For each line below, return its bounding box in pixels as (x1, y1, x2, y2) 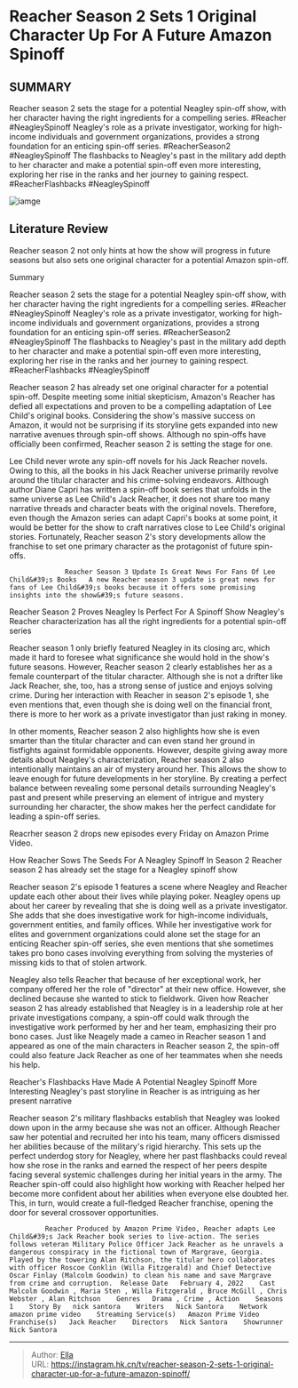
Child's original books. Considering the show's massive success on (9, 410, 255, 421)
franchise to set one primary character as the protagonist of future (9, 541, 253, 551)
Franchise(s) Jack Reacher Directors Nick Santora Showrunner (9, 1318, 284, 1327)
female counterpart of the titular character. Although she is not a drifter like (9, 670, 284, 681)
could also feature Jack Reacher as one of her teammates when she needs (9, 1049, 284, 1060)
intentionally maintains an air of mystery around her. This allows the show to (9, 763, 287, 774)
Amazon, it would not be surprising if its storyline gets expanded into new (9, 420, 278, 430)
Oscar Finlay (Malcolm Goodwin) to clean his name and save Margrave (9, 1271, 272, 1280)
